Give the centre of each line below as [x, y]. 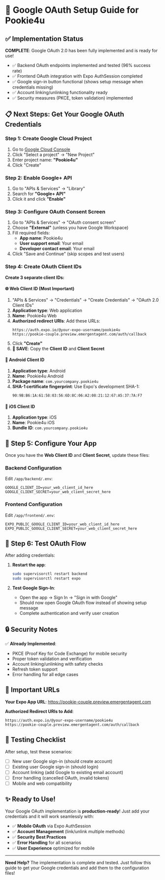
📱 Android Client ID [25, 360]
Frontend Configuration [34, 505]
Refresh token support [35, 669]
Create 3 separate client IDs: [35, 277]
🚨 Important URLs [32, 690]
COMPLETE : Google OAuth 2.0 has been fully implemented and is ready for [82, 51]
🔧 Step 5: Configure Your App [51, 443]
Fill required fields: [31, 233]
